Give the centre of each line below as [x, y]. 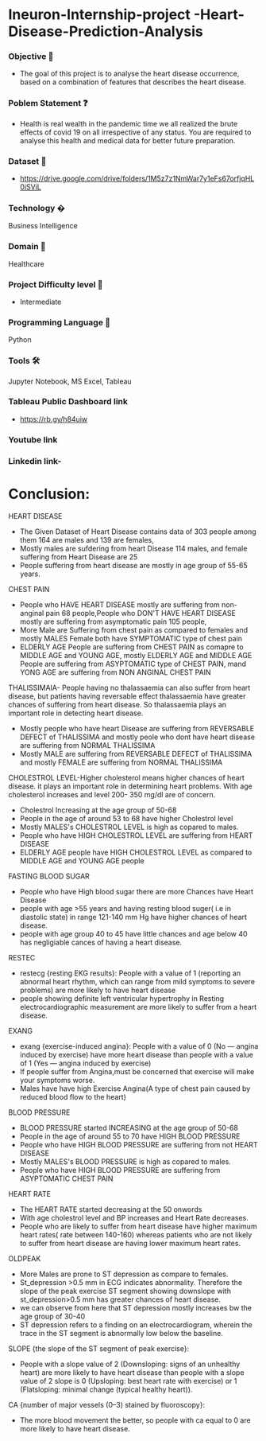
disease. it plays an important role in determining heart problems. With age [130, 786]
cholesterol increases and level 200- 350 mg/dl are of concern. [112, 794]
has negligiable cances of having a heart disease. [101, 942]
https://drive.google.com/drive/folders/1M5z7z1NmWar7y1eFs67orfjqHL [137, 179]
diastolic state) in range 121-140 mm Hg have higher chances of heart [133, 917]
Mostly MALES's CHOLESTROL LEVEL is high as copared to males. [129, 827]
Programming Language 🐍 [60, 322]
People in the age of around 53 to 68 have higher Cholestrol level [126, 818]
